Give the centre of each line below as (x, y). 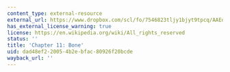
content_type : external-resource (55, 13)
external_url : (27, 20)
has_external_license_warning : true (59, 26)
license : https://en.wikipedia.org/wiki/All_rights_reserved (96, 33)
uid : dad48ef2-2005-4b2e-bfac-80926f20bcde (70, 52)
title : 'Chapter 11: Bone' (46, 45)
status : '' (23, 39)
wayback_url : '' (30, 58)
